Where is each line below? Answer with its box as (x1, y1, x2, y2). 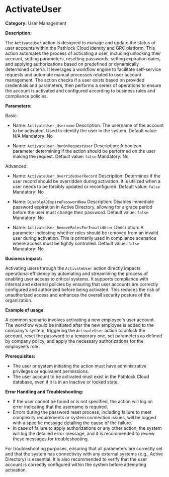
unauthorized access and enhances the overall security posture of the (5, 292, 151, 298)
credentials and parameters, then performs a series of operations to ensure (5, 82, 161, 88)
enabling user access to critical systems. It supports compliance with (5, 275, 148, 282)
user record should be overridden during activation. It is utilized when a (12, 178, 161, 184)
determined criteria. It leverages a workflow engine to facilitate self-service (5, 66, 161, 72)
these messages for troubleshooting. (12, 436, 89, 442)
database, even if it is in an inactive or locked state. (12, 378, 119, 385)
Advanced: (5, 163, 28, 169)
